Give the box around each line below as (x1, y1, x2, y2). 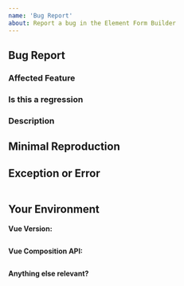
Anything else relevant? (8, 268, 89, 278)
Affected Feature (8, 72, 76, 84)
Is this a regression (8, 93, 84, 104)
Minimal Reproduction (8, 140, 121, 154)
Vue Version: (8, 224, 53, 233)
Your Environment (8, 202, 100, 216)
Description (8, 115, 55, 126)
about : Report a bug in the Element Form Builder (8, 19, 177, 27)
